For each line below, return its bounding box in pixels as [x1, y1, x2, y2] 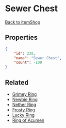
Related [5, 78, 29, 86]
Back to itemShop [5, 19, 40, 25]
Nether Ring [12, 102, 36, 107]
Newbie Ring [12, 96, 38, 102]
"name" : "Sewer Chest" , [14, 55, 62, 60]
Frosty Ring [12, 106, 35, 113]
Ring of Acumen [12, 117, 45, 123]
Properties [5, 33, 38, 42]
